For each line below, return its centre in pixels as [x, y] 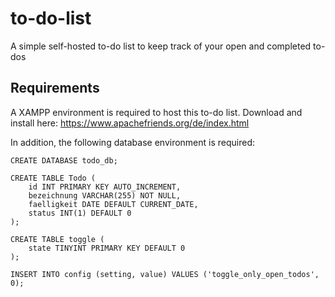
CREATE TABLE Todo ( [53, 178]
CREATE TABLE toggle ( [57, 239]
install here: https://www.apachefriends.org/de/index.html [130, 123]
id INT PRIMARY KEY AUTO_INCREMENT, [105, 187]
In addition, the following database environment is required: [133, 142]
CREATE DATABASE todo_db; [64, 160]
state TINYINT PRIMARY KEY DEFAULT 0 [107, 248]
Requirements [55, 88]
